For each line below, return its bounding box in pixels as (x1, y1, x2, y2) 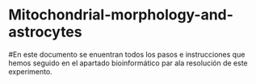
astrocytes (8, 23, 82, 41)
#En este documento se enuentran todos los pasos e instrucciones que (8, 49, 246, 59)
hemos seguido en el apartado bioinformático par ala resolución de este (8, 58, 248, 68)
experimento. (8, 66, 52, 76)
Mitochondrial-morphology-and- (8, 6, 234, 24)
